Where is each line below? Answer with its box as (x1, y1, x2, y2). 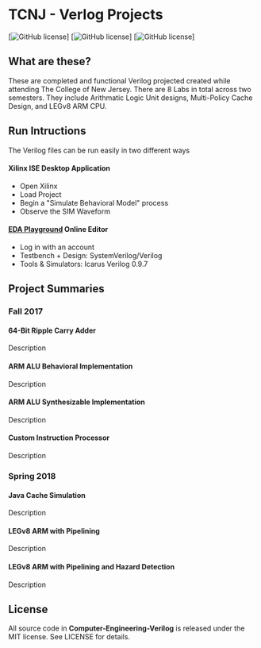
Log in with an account (19, 242, 95, 252)
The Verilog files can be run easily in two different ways (8, 145, 190, 155)
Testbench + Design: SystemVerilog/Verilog (19, 250, 163, 260)
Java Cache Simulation (8, 490, 86, 499)
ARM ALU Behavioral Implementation (8, 361, 133, 371)
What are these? (8, 55, 91, 68)
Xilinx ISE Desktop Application (8, 164, 111, 173)
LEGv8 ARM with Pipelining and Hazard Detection (8, 562, 175, 572)
